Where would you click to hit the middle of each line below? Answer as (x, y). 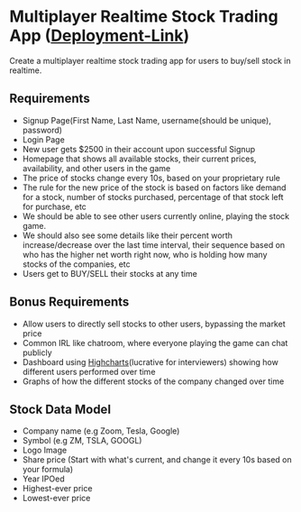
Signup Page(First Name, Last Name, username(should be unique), (147, 120)
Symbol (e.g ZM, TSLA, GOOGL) (82, 441)
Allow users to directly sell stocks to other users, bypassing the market (154, 324)
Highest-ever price (57, 489)
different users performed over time (89, 371)
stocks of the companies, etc (76, 264)
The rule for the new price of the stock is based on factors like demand (154, 187)
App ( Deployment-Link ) (100, 36)
